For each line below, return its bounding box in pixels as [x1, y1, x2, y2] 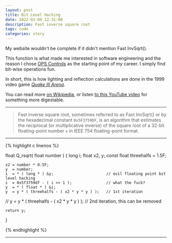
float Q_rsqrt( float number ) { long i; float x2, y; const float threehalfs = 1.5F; [5, 152, 167, 159]
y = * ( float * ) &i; [5, 185, 56, 190]
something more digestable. [5, 97, 64, 103]
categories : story [5, 31, 45, 36]
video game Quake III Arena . [5, 81, 66, 87]
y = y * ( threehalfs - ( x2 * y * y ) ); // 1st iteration [5, 189, 143, 194]
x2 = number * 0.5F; [5, 162, 50, 167]
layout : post [5, 7, 33, 13]
